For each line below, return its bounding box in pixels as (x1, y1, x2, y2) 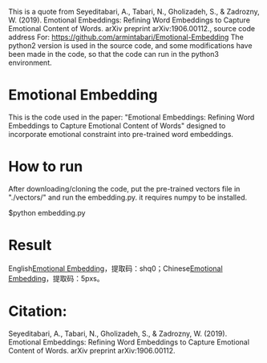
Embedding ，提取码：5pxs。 (8, 273, 104, 283)
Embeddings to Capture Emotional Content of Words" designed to (8, 120, 226, 131)
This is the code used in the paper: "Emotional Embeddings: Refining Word (8, 112, 255, 122)
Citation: (8, 302, 67, 320)
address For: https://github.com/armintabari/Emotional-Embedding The (8, 32, 245, 42)
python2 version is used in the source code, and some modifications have (8, 41, 253, 50)
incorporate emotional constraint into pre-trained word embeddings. (8, 129, 234, 139)
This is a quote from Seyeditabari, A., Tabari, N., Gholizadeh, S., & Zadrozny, (8, 7, 260, 16)
